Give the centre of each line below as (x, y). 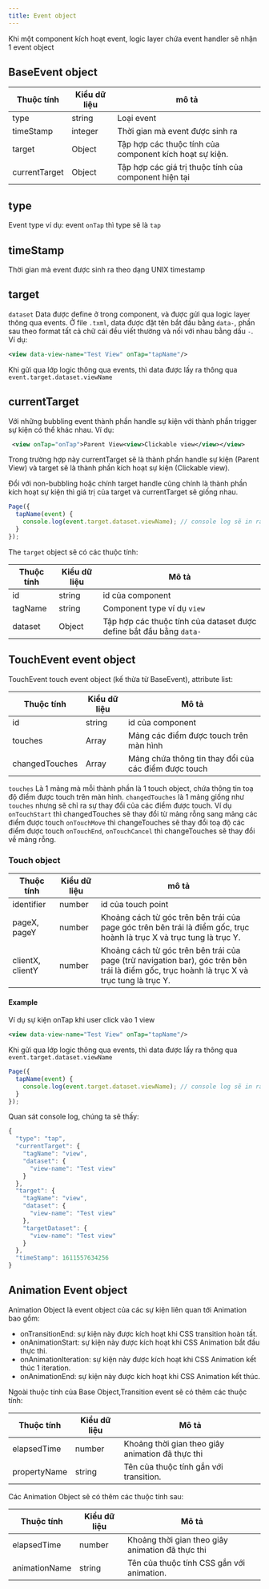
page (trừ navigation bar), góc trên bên (174, 960)
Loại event (137, 119)
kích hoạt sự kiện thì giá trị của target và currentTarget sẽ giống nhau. (123, 492)
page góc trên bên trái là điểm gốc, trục (175, 927)
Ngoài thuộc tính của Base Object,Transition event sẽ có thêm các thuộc (128, 1392)
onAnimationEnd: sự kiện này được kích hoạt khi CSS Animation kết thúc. (140, 1376)
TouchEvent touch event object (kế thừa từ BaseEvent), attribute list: (121, 679)
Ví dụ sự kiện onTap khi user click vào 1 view (82, 1020)
